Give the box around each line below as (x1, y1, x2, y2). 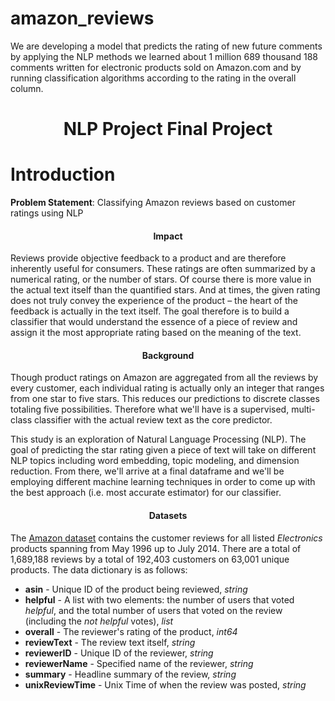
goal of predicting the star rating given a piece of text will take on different (10, 444, 317, 456)
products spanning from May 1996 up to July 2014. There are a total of (10, 542, 302, 554)
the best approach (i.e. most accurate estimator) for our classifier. (10, 487, 282, 499)
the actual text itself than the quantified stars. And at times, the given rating (10, 284, 321, 296)
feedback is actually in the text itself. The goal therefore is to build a (10, 305, 290, 317)
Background (141, 349, 195, 361)
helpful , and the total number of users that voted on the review (24, 604, 283, 616)
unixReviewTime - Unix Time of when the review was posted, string (24, 678, 307, 691)
